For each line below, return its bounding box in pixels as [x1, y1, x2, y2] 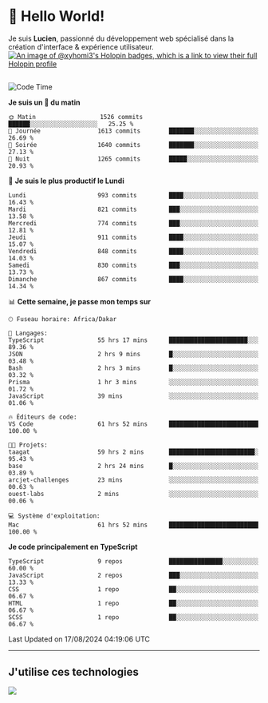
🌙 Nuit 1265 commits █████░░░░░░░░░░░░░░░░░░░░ [8, 155, 259, 163]
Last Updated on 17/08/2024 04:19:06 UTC [8, 634, 150, 644]
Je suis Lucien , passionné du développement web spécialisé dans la [8, 34, 235, 43]
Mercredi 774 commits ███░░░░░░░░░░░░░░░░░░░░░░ [8, 220, 259, 228]
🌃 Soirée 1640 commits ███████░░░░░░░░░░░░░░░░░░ [8, 141, 259, 149]
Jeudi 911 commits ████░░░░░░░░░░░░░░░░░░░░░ [8, 233, 259, 242]
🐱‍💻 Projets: [8, 441, 48, 450]
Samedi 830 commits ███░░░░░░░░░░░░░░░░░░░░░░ [8, 261, 259, 270]
